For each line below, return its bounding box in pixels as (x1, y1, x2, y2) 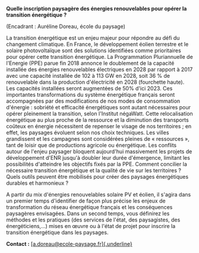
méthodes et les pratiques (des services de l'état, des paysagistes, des (6, 216, 181, 223)
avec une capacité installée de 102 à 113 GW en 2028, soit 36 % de (6, 72, 170, 79)
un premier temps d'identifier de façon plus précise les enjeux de (6, 197, 166, 204)
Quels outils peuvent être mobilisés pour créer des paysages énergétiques (6, 173, 189, 180)
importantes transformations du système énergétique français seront (6, 91, 175, 98)
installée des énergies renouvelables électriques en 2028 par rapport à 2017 (6, 66, 193, 73)
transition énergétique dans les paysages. (6, 229, 109, 236)
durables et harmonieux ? (6, 179, 69, 186)
